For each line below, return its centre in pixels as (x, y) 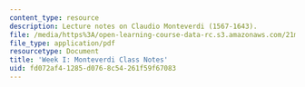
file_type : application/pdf (63, 43)
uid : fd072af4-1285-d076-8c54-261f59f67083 (93, 69)
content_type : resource (54, 18)
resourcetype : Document (54, 52)
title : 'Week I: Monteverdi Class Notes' (89, 60)
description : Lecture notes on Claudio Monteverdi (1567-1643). (133, 26)
